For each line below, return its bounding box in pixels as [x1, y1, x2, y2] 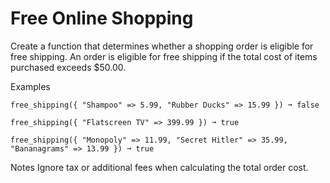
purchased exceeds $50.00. [10, 61, 127, 73]
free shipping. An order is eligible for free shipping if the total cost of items [10, 50, 318, 62]
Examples [10, 80, 51, 92]
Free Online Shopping [10, 7, 194, 30]
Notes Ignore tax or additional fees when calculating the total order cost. [10, 161, 309, 173]
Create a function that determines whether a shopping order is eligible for [10, 40, 314, 52]
